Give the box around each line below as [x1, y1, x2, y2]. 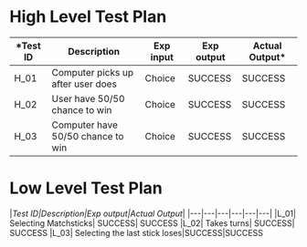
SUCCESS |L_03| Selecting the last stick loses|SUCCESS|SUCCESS [9, 227, 263, 238]
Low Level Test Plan [9, 178, 163, 199]
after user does [51, 77, 117, 90]
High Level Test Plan [9, 6, 167, 27]
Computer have [51, 118, 119, 131]
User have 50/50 [51, 92, 125, 105]
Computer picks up [51, 66, 134, 78]
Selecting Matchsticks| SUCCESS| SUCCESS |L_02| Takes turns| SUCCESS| [9, 217, 295, 229]
